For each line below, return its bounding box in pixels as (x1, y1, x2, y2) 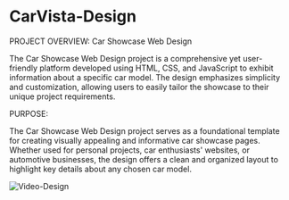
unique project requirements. (9, 91, 116, 102)
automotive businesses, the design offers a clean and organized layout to (9, 154, 279, 164)
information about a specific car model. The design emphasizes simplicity (9, 71, 281, 82)
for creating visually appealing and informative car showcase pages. (9, 135, 260, 146)
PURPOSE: (9, 108, 49, 119)
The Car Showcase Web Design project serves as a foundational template (9, 125, 280, 136)
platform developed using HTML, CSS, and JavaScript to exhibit (39, 62, 274, 73)
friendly (9, 62, 38, 73)
